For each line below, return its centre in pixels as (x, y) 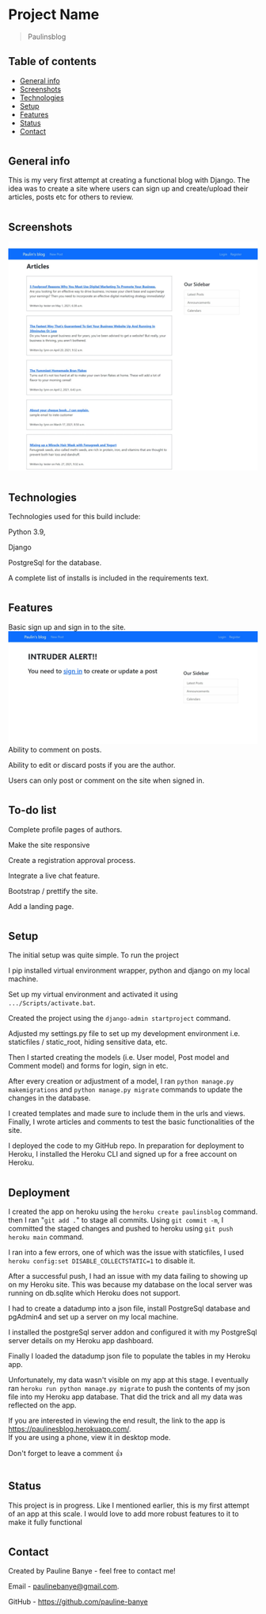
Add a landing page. (41, 906)
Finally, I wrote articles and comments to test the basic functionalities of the (131, 1122)
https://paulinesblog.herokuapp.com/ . (70, 1429)
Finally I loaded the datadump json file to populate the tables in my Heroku (129, 1356)
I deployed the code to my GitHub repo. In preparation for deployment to (126, 1146)
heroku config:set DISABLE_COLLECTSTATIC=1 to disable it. (102, 1261)
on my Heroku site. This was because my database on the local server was (131, 1285)
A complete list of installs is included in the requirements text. (108, 578)
